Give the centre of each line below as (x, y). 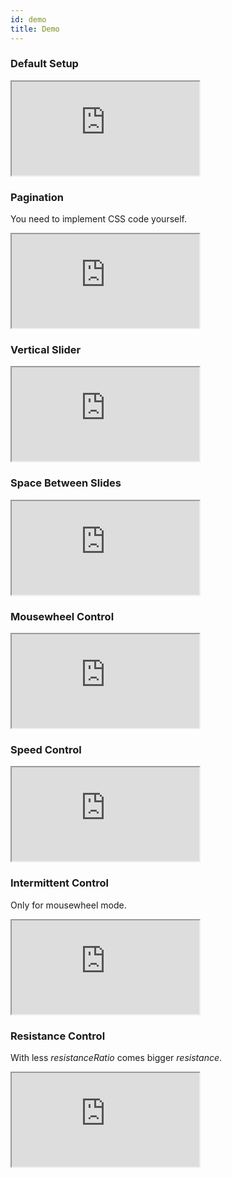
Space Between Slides (66, 483)
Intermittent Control (59, 883)
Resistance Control (58, 1036)
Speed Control (46, 749)
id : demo (28, 19)
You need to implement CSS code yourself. (99, 219)
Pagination (37, 197)
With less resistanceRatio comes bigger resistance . (116, 1057)
